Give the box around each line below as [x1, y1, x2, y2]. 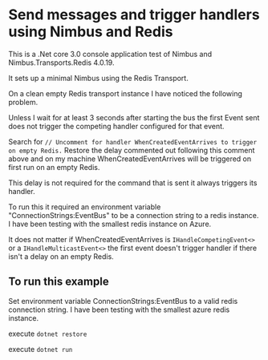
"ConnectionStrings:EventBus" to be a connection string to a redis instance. [8, 210, 259, 220]
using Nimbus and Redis [8, 22, 173, 41]
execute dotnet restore [8, 329, 87, 338]
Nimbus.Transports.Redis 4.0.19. [8, 58, 115, 67]
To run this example [8, 275, 110, 289]
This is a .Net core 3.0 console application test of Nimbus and [8, 49, 213, 59]
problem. [8, 97, 39, 107]
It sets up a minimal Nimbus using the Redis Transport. [8, 73, 189, 83]
